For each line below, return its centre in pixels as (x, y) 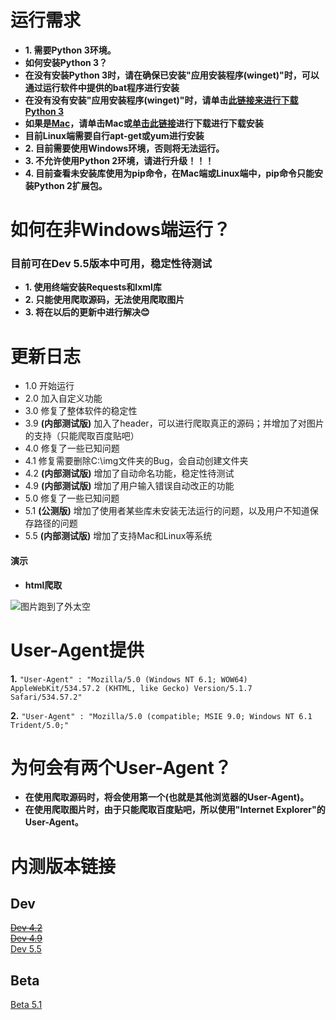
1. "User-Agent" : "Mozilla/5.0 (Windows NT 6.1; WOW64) (129, 678)
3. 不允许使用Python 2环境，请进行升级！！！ (119, 160)
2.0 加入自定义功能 (63, 398)
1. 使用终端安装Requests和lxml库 (93, 287)
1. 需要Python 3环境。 (70, 50)
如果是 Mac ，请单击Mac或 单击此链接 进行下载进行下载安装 (144, 123)
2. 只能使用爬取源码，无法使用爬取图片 (104, 300)
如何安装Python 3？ (66, 62)
